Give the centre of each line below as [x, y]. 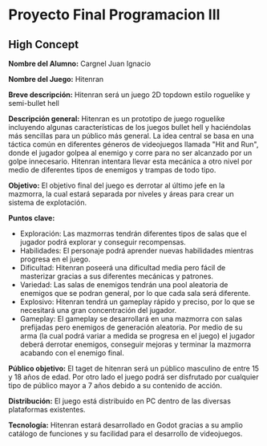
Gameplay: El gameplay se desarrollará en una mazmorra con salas [131, 319]
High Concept [43, 45]
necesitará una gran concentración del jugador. [98, 310]
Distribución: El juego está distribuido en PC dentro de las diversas [119, 401]
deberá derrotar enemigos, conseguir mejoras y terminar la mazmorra [135, 344]
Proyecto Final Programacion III [114, 15]
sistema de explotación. [47, 203]
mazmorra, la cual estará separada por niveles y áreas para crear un [121, 194]
